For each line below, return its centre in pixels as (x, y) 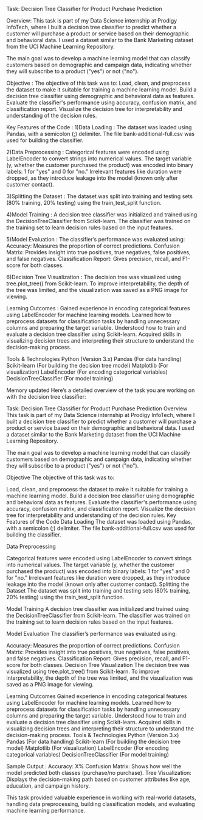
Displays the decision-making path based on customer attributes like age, (98, 779)
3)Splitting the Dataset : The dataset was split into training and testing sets (100, 196)
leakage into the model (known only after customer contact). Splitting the (98, 584)
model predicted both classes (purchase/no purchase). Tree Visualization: (99, 773)
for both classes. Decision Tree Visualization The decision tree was (106, 665)
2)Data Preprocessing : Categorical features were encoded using (88, 152)
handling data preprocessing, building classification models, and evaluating (101, 804)
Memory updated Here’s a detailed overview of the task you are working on (101, 390)
